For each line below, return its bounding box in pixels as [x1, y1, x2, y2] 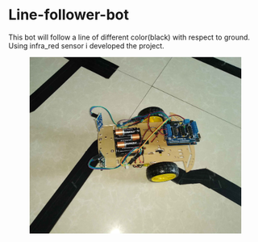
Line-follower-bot [8, 6, 129, 24]
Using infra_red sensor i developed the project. [8, 40, 165, 50]
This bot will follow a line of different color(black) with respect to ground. [8, 32, 251, 42]
